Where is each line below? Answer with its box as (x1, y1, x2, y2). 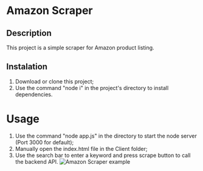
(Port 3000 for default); (15, 138, 74, 146)
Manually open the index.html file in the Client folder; (15, 145, 148, 152)
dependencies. (15, 91, 53, 98)
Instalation (6, 61, 47, 72)
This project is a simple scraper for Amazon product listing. (6, 44, 154, 51)
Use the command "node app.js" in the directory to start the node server (15, 132, 198, 139)
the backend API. (15, 158, 59, 165)
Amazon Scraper (6, 4, 93, 18)
